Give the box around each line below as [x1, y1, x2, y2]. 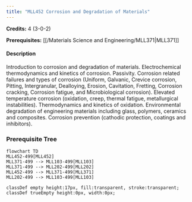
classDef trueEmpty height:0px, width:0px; [6, 190, 116, 196]
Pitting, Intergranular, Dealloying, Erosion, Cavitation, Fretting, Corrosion [6, 82, 182, 89]
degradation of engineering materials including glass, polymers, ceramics [6, 108, 187, 115]
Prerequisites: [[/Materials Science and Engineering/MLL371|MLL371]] [6, 36, 180, 43]
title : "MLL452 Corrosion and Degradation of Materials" [6, 8, 150, 15]
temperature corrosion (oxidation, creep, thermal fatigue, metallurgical [6, 94, 178, 102]
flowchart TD [6, 149, 39, 154]
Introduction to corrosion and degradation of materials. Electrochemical [6, 63, 181, 70]
